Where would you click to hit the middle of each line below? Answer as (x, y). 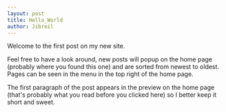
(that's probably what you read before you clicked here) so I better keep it (112, 95)
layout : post (26, 13)
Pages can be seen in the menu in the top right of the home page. (101, 74)
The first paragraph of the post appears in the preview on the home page (111, 88)
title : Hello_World (35, 20)
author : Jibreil (30, 26)
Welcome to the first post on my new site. (66, 46)
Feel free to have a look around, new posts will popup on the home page (110, 59)
